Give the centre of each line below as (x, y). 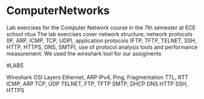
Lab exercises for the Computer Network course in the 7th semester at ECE (101, 28)
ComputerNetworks (58, 11)
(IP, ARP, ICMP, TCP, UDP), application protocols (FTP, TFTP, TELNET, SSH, (102, 40)
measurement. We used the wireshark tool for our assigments (84, 53)
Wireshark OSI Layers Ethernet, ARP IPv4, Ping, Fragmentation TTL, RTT (97, 77)
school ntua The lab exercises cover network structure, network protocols (100, 34)
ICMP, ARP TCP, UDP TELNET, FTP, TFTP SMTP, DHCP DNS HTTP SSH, (97, 84)
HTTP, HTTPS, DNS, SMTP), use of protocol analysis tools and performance (102, 47)
